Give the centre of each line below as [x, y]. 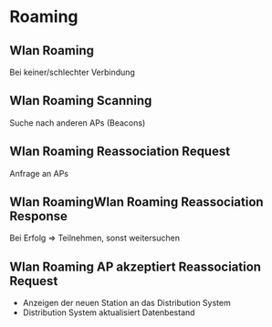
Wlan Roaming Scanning [81, 101]
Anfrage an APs [39, 173]
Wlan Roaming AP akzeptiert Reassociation [136, 266]
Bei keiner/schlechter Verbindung [72, 72]
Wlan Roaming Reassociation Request [120, 152]
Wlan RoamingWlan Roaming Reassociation [136, 202]
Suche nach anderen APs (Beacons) [78, 123]
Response [39, 216]
